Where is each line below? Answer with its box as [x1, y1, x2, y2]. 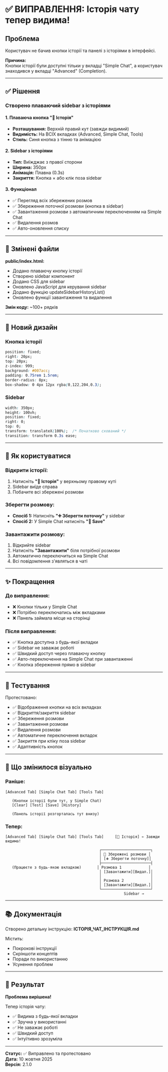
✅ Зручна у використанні [12, 1018, 66, 1024]
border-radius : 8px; [5, 377, 48, 382]
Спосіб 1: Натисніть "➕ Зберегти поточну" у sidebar [12, 512, 125, 518]
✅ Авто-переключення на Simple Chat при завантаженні [12, 656, 133, 662]
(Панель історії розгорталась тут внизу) [11, 811, 99, 816]
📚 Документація [5, 910, 62, 919]
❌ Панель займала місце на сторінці [12, 615, 90, 621]
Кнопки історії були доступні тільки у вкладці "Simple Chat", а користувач [5, 63, 162, 69]
